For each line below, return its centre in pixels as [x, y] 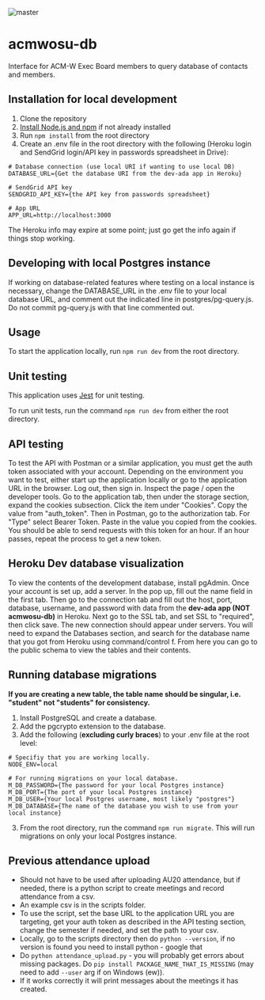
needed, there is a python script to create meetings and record [122, 888]
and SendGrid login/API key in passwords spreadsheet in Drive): [124, 152]
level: [28, 743]
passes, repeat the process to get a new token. [85, 539]
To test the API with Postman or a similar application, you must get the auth [131, 463]
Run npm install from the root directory [85, 135]
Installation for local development [93, 99]
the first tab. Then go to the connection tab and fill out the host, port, [120, 599]
